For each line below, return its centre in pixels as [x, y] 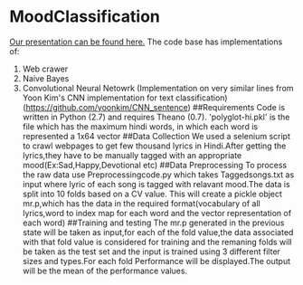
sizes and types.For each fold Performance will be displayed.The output [156, 261]
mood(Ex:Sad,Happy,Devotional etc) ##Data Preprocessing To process [155, 165]
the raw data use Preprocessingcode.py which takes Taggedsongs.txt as [158, 175]
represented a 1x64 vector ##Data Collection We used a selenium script [156, 136]
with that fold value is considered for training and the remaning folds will [157, 242]
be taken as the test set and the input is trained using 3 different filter [151, 252]
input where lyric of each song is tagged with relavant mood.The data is [156, 184]
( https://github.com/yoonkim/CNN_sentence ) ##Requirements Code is [154, 107]
